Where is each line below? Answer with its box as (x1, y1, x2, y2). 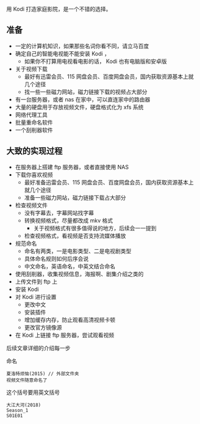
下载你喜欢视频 (15, 170, 53, 178)
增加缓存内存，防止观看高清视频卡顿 (24, 316, 116, 323)
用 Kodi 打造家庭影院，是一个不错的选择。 (6, 5, 112, 12)
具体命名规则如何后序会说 (24, 255, 89, 262)
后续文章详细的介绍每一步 (6, 344, 71, 351)
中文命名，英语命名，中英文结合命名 (24, 262, 116, 270)
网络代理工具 (15, 111, 48, 118)
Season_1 (6, 407, 29, 414)
